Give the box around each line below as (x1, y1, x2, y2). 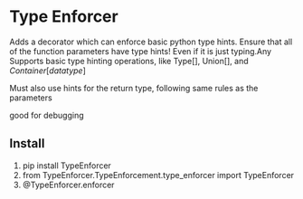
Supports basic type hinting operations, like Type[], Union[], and (9, 55, 249, 66)
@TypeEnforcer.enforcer (22, 179, 115, 190)
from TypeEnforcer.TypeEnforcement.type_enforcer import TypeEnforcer (22, 169, 295, 180)
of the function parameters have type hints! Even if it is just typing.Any (9, 45, 272, 56)
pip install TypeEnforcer (22, 160, 111, 171)
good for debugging (9, 109, 84, 120)
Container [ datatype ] (9, 65, 86, 76)
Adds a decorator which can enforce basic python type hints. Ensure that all (9, 36, 293, 47)
